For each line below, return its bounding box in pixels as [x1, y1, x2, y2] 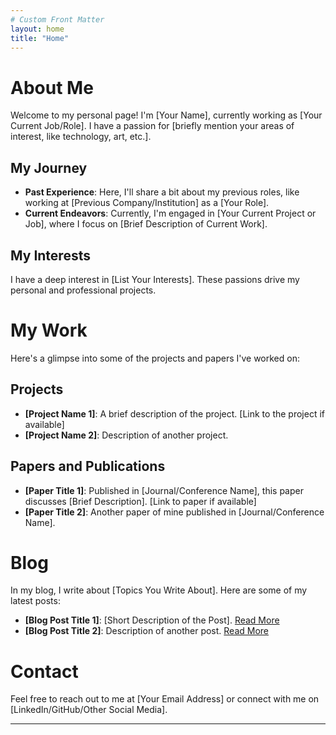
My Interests [10, 247, 91, 264]
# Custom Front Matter [10, 14, 105, 25]
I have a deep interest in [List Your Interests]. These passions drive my [10, 273, 300, 285]
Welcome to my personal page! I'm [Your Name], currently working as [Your [10, 109, 323, 121]
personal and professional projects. [10, 284, 157, 296]
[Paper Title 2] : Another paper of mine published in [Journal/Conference [24, 506, 325, 518]
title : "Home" [10, 33, 70, 43]
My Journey [10, 159, 88, 176]
